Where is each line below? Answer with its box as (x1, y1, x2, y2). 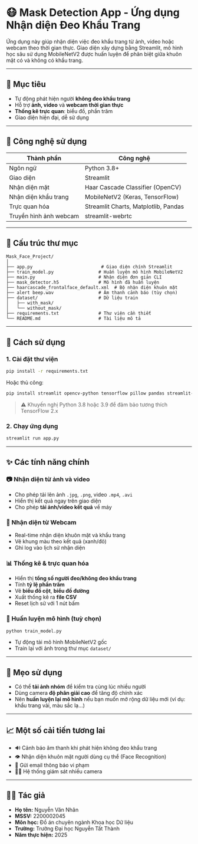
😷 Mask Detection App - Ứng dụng (6, 6, 180, 19)
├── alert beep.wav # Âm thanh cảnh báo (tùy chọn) (6, 290, 178, 296)
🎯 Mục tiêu (6, 80, 46, 90)
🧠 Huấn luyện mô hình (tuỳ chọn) (6, 615, 102, 623)
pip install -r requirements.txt (6, 369, 88, 375)
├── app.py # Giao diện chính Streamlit (6, 264, 173, 270)
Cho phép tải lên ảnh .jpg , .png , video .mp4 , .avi (14, 491, 133, 498)
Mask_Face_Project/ (6, 254, 54, 260)
